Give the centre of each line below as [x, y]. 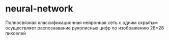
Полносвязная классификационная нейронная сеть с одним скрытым [81, 22]
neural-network [39, 9]
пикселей [16, 33]
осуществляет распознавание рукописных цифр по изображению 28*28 [85, 27]
